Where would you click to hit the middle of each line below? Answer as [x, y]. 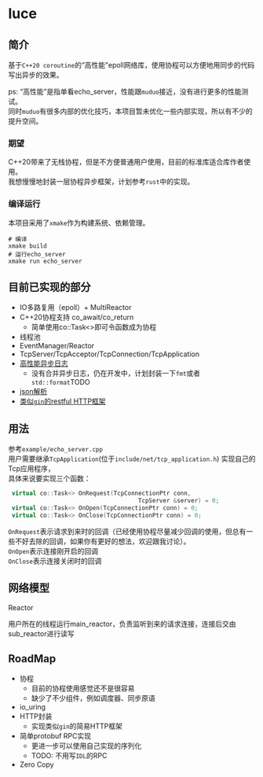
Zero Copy [37, 764]
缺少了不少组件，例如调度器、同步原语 [93, 698]
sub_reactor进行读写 [41, 633]
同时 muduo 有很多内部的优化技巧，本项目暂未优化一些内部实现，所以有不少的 [130, 111]
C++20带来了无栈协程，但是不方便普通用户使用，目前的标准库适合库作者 [126, 162]
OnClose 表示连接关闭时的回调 [55, 561]
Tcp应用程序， [31, 469]
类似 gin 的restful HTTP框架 [62, 401]
